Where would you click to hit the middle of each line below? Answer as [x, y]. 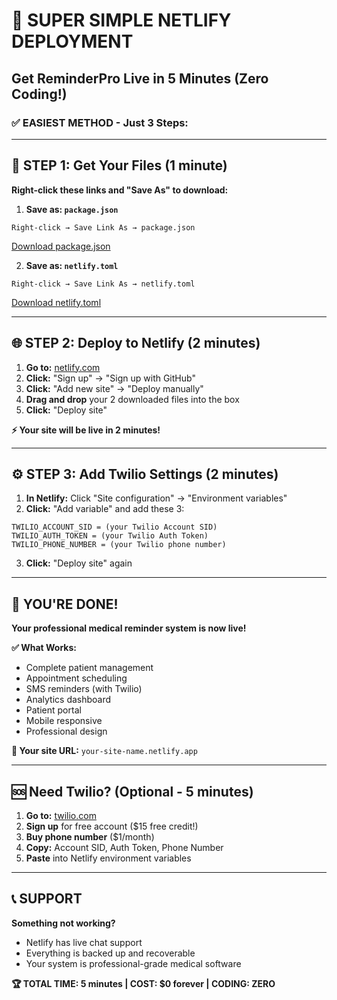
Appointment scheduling [76, 678]
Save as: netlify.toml [72, 265]
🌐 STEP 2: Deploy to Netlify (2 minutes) [136, 343]
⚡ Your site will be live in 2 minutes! [86, 430]
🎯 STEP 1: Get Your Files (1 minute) [119, 165]
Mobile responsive [64, 721]
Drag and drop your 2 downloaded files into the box [132, 399]
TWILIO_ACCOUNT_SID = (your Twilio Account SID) [114, 527]
